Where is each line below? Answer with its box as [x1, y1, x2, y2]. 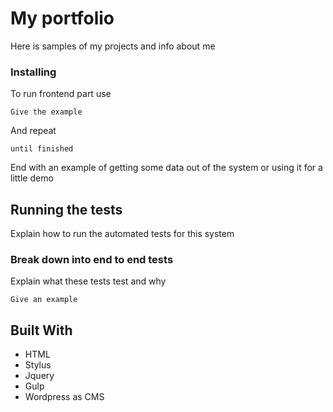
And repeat [10, 125, 57, 137]
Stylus [24, 359, 52, 371]
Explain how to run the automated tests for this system [10, 228, 235, 240]
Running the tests [10, 201, 123, 218]
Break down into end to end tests [10, 252, 174, 266]
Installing [10, 65, 57, 79]
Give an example [10, 295, 78, 305]
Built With [10, 322, 73, 339]
